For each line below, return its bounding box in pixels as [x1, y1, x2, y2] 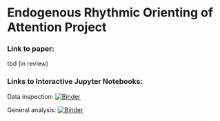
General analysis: [7, 105, 57, 114]
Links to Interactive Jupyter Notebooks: [7, 77, 143, 87]
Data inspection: [7, 92, 54, 100]
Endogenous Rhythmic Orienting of [7, 5, 214, 21]
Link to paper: [7, 44, 55, 54]
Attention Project [7, 19, 107, 35]
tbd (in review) [7, 60, 49, 68]
